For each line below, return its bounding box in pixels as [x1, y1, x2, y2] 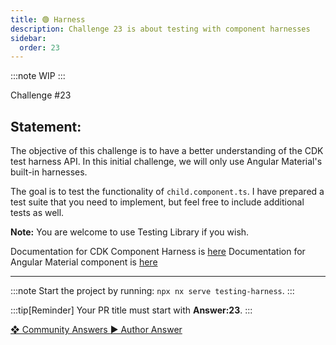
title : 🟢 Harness [10, 14, 86, 25]
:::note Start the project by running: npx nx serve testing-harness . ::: [10, 285, 295, 297]
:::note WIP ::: [10, 70, 66, 82]
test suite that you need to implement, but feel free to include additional [10, 196, 305, 208]
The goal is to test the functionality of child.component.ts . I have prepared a [10, 186, 325, 198]
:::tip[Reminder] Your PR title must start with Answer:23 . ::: [10, 304, 253, 316]
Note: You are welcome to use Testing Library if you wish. [10, 226, 250, 238]
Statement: [10, 118, 82, 135]
